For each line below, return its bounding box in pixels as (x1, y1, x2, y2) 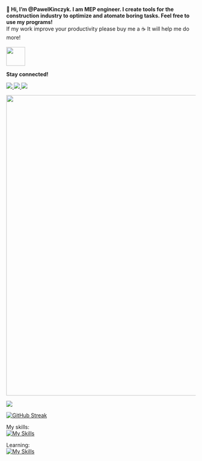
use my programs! (6, 19, 53, 25)
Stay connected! (6, 71, 49, 78)
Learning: (6, 442, 30, 448)
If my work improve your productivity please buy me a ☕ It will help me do (6, 25, 189, 32)
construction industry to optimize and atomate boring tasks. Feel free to (6, 12, 190, 19)
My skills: (6, 424, 30, 430)
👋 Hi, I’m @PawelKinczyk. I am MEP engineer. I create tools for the (6, 6, 174, 13)
